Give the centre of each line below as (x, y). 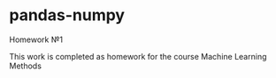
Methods (26, 66)
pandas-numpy (67, 15)
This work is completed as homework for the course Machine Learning (138, 56)
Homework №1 (36, 39)
